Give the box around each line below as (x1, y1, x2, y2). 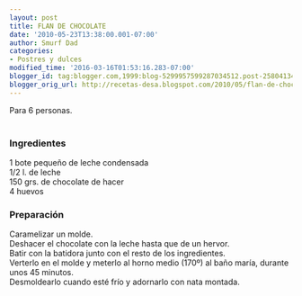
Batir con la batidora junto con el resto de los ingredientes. (9, 248, 226, 259)
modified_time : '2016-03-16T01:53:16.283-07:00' (9, 64, 195, 73)
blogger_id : (9, 72, 54, 81)
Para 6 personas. (9, 104, 73, 115)
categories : (9, 47, 54, 56)
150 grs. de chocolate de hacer (9, 176, 124, 187)
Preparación (9, 208, 65, 220)
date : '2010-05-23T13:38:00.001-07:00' (9, 30, 159, 39)
